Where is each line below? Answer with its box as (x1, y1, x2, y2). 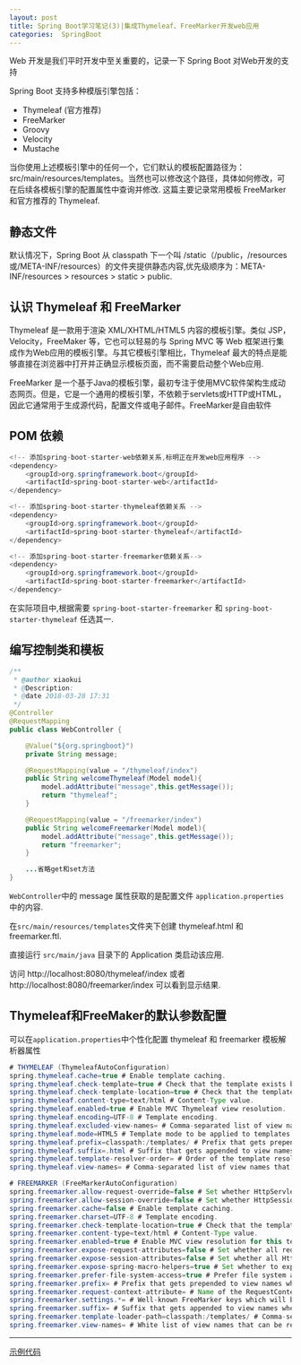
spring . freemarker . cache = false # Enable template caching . (9, 1204, 235, 1213)
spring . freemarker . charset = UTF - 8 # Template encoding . (9, 1212, 219, 1222)
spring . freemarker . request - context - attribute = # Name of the (9, 1287, 243, 1296)
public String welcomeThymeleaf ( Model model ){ (25, 774, 202, 783)
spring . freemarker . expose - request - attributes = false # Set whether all (9, 1246, 279, 1255)
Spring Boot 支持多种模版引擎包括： (9, 86, 142, 97)
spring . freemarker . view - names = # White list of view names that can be (9, 1321, 282, 1330)
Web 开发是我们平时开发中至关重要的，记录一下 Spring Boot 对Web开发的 (9, 56, 282, 66)
